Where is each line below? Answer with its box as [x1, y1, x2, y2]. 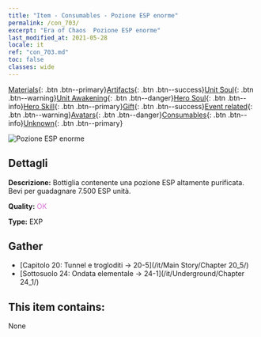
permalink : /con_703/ [8, 19, 80, 27]
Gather [8, 239, 43, 253]
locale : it [8, 41, 44, 49]
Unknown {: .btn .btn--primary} [23, 118, 123, 127]
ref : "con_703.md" [8, 48, 69, 56]
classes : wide [8, 63, 55, 71]
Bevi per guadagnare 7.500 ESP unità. [8, 186, 131, 195]
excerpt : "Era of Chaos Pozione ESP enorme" [8, 26, 161, 34]
